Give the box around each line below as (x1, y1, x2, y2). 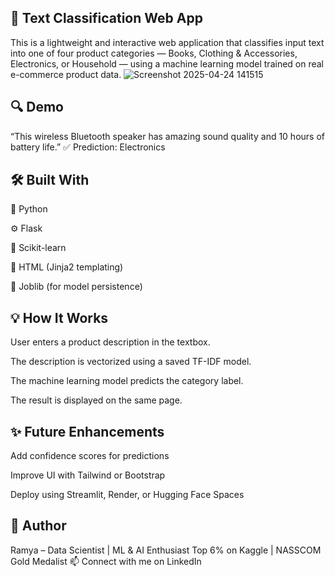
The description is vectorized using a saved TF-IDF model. (10, 356, 252, 368)
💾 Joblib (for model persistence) (10, 281, 143, 293)
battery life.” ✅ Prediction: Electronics (10, 141, 166, 153)
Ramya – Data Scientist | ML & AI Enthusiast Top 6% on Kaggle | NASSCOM (10, 544, 322, 556)
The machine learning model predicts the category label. (10, 375, 244, 387)
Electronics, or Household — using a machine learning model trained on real (10, 57, 325, 70)
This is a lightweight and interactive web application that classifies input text (10, 36, 325, 48)
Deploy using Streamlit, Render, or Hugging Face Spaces (10, 489, 245, 501)
